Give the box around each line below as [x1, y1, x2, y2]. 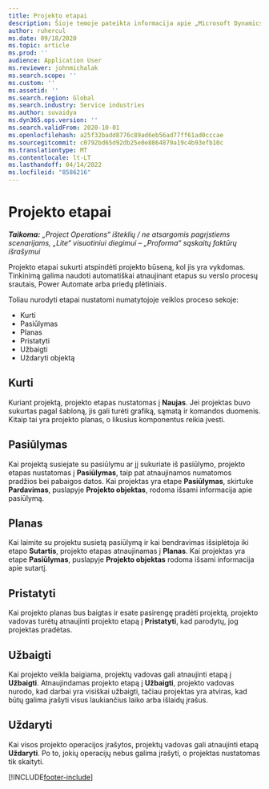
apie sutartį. [8, 563, 48, 573]
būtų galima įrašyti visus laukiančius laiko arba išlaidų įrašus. [8, 695, 208, 705]
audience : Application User [8, 57, 102, 65]
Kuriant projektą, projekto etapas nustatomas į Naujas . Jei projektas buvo [8, 397, 251, 407]
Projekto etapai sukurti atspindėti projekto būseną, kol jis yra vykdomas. [8, 262, 246, 271]
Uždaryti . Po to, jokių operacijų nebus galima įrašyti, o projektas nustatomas [8, 748, 260, 758]
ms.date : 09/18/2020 [8, 34, 78, 43]
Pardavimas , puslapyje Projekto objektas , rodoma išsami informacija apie [8, 485, 253, 494]
